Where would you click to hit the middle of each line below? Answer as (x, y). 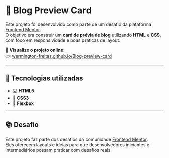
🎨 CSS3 (21, 98)
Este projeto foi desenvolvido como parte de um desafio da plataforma (78, 24)
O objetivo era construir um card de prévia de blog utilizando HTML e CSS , (83, 35)
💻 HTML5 (23, 91)
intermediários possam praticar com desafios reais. (59, 150)
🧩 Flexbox (23, 103)
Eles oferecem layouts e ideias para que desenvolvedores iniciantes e (77, 145)
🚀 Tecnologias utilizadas (44, 78)
